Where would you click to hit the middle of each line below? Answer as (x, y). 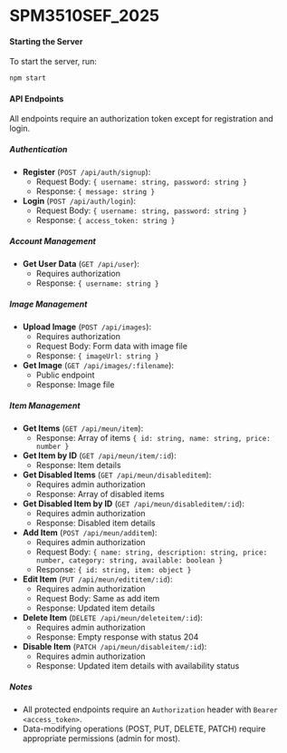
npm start (28, 78)
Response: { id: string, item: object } (114, 570)
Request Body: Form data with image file (112, 347)
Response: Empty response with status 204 (117, 637)
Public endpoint (65, 375)
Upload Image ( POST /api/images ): (87, 327)
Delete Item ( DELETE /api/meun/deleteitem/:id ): (113, 618)
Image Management (48, 304)
